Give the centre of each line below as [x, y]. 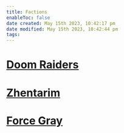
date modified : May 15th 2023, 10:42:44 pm [62, 29]
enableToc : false [28, 18]
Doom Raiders [43, 65]
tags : [13, 35]
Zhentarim [33, 93]
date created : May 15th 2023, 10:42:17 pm [61, 23]
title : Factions [27, 12]
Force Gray [34, 120]
